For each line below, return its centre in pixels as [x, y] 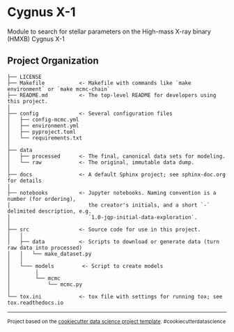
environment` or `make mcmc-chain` [59, 89]
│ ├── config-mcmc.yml [43, 119]
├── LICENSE [24, 77]
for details [24, 181]
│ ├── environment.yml [43, 126]
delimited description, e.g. [49, 211]
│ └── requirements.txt [45, 138]
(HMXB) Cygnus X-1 [36, 38]
